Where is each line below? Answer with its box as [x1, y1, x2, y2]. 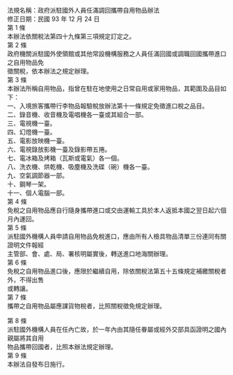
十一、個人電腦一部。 [7, 189, 68, 197]
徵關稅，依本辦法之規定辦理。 [7, 67, 93, 75]
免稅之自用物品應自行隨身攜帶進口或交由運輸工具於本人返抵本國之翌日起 [7, 206, 214, 214]
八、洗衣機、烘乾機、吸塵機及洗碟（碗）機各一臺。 [7, 163, 154, 170]
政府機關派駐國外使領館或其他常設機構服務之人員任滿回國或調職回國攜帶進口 [7, 49, 227, 58]
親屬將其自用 [7, 334, 44, 342]
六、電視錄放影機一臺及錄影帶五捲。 [7, 145, 111, 153]
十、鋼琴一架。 [7, 180, 50, 188]
